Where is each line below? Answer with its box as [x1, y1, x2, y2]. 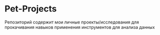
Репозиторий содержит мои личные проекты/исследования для [4, 19, 139, 25]
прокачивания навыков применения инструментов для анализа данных [4, 24, 155, 30]
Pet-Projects [4, 3, 57, 14]
